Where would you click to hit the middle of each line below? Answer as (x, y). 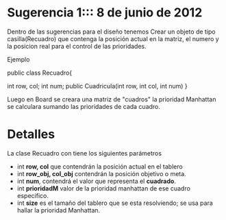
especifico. (33, 195)
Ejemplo (18, 59)
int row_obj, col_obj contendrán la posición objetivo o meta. (101, 173)
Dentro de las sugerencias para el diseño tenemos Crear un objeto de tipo (111, 32)
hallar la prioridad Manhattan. (59, 210)
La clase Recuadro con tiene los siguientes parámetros (85, 153)
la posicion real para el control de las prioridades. (77, 46)
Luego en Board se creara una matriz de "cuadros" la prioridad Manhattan (112, 99)
